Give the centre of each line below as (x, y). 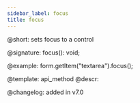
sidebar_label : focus (38, 13)
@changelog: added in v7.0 (45, 92)
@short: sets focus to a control (51, 39)
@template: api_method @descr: (53, 78)
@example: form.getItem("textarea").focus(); (70, 65)
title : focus (26, 20)
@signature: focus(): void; (44, 53)
